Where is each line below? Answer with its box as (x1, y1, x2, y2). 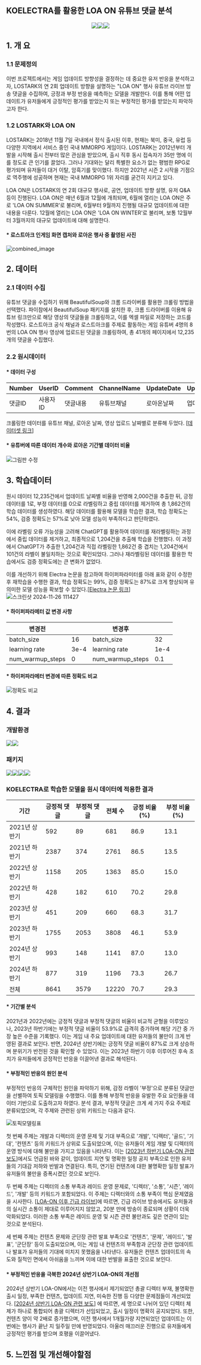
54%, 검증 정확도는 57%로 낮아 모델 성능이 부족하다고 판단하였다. (6, 515, 160, 522)
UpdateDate (146, 384, 181, 392)
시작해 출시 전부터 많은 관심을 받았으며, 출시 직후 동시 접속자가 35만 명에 (17, 151, 187, 158)
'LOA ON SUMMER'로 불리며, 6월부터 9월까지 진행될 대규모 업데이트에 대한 (12, 201, 190, 208)
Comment (64, 384, 94, 392)
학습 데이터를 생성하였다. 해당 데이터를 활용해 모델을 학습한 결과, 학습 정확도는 (6, 507, 188, 515)
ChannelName (99, 384, 141, 392)
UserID (38, 384, 59, 392)
